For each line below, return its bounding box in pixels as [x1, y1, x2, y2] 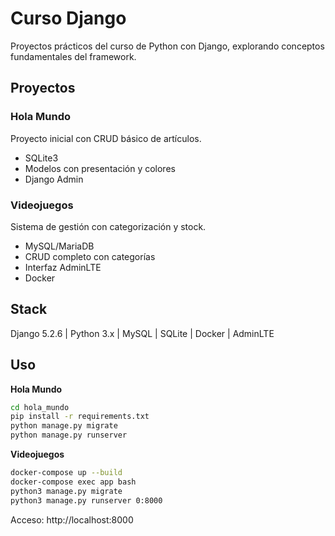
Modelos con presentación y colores [24, 162, 176, 174]
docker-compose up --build [10, 468, 123, 478]
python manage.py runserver [10, 430, 128, 441]
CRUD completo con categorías [24, 250, 156, 262]
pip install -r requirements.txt [10, 412, 150, 422]
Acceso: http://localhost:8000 [10, 513, 134, 526]
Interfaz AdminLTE [24, 261, 102, 273]
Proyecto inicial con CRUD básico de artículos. [10, 132, 202, 144]
